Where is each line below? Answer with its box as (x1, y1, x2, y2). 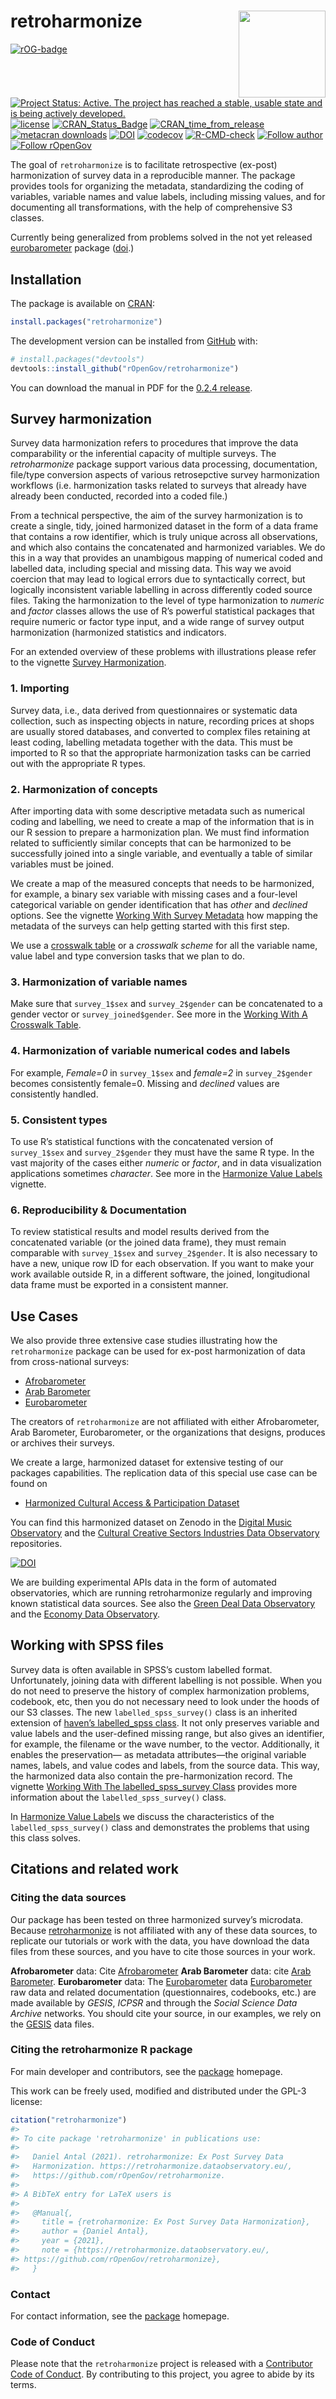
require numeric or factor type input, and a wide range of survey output (10, 616, 305, 628)
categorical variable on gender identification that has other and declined (10, 899, 308, 911)
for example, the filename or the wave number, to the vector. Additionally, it (10, 1738, 320, 1750)
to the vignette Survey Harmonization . (10, 656, 167, 669)
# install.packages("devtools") (10, 354, 145, 364)
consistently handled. (10, 1088, 99, 1100)
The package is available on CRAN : (10, 298, 156, 309)
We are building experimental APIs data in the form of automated (10, 1576, 277, 1589)
